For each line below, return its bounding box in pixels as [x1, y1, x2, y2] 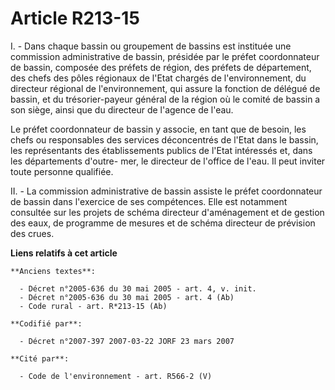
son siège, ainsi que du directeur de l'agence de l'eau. [10, 103, 234, 116]
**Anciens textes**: [10, 266, 97, 276]
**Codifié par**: [10, 318, 83, 329]
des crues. [10, 227, 55, 239]
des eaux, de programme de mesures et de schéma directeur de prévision [10, 217, 316, 229]
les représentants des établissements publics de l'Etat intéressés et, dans [10, 144, 313, 156]
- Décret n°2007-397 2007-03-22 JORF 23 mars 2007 [19, 336, 235, 346]
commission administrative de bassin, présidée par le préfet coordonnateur [10, 50, 320, 62]
